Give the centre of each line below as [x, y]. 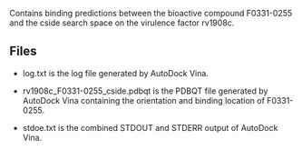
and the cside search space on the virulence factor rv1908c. [122, 23]
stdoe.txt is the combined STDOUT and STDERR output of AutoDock [150, 127]
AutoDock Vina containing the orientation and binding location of [144, 100]
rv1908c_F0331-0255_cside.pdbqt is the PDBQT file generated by [145, 91]
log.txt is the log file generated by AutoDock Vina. [115, 73]
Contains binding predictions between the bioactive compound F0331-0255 [151, 13]
